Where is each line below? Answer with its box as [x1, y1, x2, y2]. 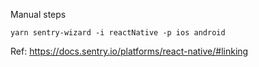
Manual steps [10, 9, 67, 20]
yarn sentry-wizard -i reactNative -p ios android [10, 28, 226, 38]
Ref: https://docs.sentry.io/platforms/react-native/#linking [10, 45, 249, 57]
